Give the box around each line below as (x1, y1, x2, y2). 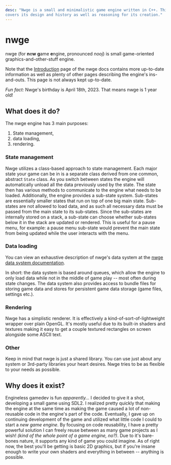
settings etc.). (5, 291, 35, 297)
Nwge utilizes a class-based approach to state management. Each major (5, 165, 158, 171)
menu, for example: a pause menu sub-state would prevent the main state (5, 225, 160, 231)
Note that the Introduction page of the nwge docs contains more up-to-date (5, 66, 164, 72)
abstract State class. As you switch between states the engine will (5, 176, 145, 182)
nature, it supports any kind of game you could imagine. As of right (19, 438, 160, 444)
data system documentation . (5, 260, 65, 266)
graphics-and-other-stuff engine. (5, 56, 75, 63)
